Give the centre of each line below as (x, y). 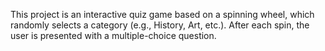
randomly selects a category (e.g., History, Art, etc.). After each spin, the (160, 25)
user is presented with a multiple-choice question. (113, 35)
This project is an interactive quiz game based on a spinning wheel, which (162, 14)
